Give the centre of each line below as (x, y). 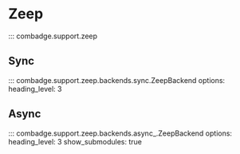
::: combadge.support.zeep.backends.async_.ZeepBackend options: (120, 133)
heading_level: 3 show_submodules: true (75, 141)
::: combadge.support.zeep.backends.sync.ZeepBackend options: (117, 80)
